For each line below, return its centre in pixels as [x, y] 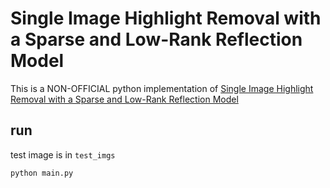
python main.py [42, 173]
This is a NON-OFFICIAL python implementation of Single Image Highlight [162, 88]
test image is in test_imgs [63, 154]
